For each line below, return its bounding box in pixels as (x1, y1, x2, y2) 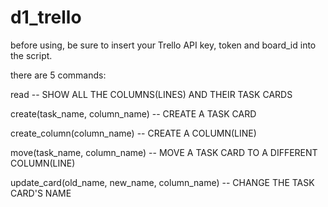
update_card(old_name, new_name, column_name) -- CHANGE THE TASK (10, 176, 315, 188)
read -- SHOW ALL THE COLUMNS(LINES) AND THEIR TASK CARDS (10, 88, 293, 100)
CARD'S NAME (10, 187, 72, 199)
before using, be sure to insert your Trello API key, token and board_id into (10, 39, 317, 51)
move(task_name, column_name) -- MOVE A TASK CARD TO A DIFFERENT (10, 146, 318, 158)
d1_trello (10, 6, 82, 29)
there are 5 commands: (10, 69, 107, 81)
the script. (10, 49, 53, 61)
